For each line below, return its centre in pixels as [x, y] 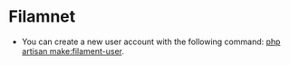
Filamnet [42, 17]
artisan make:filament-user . [72, 51]
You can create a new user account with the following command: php [151, 42]
